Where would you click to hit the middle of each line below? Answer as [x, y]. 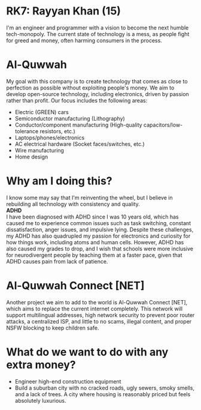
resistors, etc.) [58, 131]
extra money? [41, 365]
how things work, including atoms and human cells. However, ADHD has [95, 242]
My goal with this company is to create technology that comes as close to [97, 81]
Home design [31, 157]
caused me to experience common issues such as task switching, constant [99, 223]
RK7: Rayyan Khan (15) [64, 11]
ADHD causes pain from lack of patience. [57, 261]
